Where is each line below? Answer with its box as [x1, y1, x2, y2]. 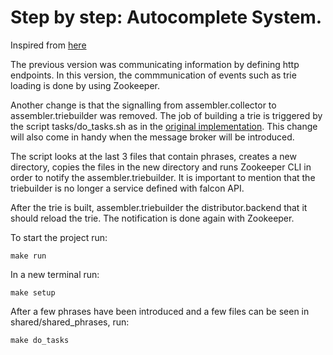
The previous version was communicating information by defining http [10, 58, 300, 70]
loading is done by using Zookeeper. [10, 79, 161, 91]
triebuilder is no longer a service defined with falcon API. [10, 182, 245, 194]
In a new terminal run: [10, 268, 100, 280]
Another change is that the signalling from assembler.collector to [10, 99, 277, 111]
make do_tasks [10, 335, 70, 345]
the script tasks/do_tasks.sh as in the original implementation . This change [10, 120, 318, 132]
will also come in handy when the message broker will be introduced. [10, 131, 295, 143]
